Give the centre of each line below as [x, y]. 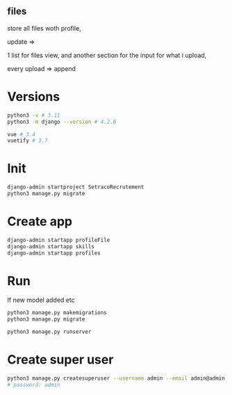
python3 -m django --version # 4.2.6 [62, 122]
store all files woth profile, [44, 28]
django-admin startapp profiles [54, 253]
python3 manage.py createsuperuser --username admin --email [98, 378]
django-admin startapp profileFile [59, 240]
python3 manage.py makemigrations [57, 313]
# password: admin [34, 385]
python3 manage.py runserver [49, 332]
